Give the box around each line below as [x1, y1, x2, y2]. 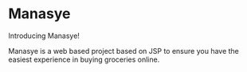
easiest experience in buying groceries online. [8, 55, 160, 64]
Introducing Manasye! [8, 31, 80, 40]
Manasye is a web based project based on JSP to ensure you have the [8, 46, 239, 55]
